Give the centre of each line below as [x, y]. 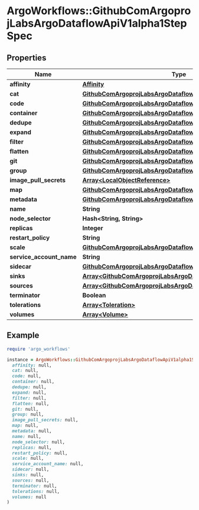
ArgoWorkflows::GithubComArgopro [99, 11]
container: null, [33, 382]
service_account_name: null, [48, 464]
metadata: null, [32, 431]
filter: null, [29, 398]
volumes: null [29, 497]
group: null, [28, 414]
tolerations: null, [36, 491]
